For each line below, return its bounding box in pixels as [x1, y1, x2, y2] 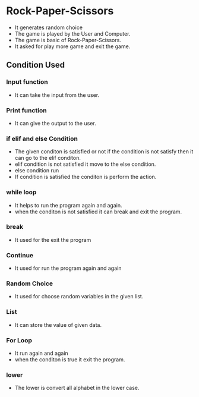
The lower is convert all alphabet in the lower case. [14, 385, 140, 392]
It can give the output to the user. [14, 119, 96, 127]
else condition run [14, 167, 59, 174]
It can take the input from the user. [14, 91, 100, 99]
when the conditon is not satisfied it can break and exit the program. [14, 208, 182, 215]
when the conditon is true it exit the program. [14, 356, 125, 363]
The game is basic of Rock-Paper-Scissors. [14, 36, 122, 43]
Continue [6, 251, 34, 259]
